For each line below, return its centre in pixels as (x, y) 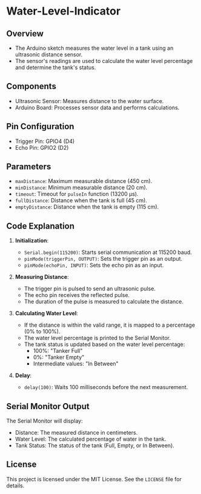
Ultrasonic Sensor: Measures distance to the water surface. (89, 101)
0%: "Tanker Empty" (59, 357)
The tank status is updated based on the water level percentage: (104, 344)
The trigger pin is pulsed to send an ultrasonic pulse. (90, 289)
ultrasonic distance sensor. (49, 55)
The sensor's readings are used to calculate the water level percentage (104, 61)
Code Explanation (40, 226)
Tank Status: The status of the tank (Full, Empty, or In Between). (94, 446)
